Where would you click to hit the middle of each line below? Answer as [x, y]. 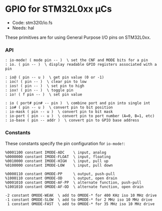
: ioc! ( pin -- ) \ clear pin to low [46, 82]
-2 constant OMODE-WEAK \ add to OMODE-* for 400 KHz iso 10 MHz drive [81, 195]
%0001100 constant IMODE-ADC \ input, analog [56, 152]
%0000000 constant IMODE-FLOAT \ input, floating [58, 157]
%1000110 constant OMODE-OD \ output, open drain [61, 178]
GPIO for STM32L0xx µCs [58, 9]
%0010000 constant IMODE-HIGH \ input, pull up [57, 161]
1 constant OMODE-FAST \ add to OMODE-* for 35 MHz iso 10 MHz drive [81, 204]
